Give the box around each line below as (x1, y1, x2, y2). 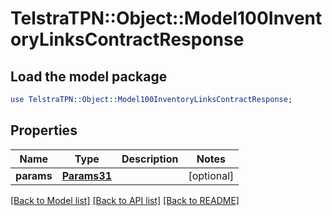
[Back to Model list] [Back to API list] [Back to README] (10, 194, 240, 206)
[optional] (188, 168, 235, 182)
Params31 (61, 168, 112, 182)
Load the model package (10, 68, 168, 85)
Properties (10, 122, 78, 139)
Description (121, 152, 179, 166)
